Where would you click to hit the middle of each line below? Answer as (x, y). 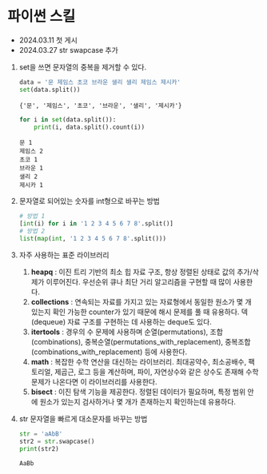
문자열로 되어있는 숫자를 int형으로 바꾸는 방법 (90, 201)
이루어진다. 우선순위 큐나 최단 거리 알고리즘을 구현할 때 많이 (139, 281)
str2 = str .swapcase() (57, 441)
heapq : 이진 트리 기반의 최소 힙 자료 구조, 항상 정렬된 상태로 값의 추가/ (141, 272)
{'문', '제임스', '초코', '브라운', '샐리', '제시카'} (100, 106)
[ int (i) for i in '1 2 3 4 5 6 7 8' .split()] (96, 224)
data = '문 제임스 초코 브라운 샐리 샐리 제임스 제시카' (100, 82)
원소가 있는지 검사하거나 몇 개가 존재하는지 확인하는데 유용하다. (138, 401)
